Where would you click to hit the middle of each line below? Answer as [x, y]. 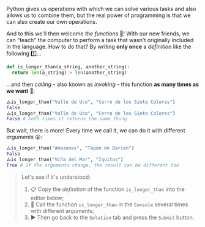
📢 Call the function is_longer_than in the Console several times [109, 204]
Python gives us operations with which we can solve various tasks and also [101, 9]
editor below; [47, 198]
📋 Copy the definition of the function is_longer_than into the [107, 189]
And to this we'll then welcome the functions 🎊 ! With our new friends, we [98, 34]
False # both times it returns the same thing [67, 119]
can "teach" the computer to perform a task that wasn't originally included [100, 40]
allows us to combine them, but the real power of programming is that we [99, 15]
